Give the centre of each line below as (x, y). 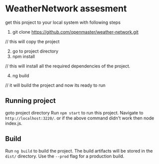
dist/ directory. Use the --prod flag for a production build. (65, 156)
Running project (31, 101)
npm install (24, 56)
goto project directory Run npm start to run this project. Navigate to (74, 112)
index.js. (14, 123)
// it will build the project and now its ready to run (55, 85)
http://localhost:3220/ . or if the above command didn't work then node (80, 118)
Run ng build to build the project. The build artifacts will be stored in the (79, 151)
